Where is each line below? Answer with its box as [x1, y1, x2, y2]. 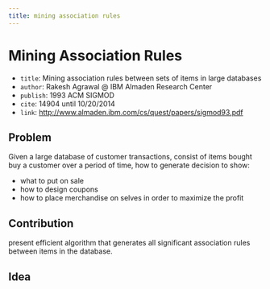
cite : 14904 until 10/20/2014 [19, 98, 115, 109]
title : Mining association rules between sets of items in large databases [19, 73, 262, 83]
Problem [8, 130, 52, 144]
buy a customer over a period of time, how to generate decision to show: [8, 160, 250, 170]
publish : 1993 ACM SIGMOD [19, 90, 115, 100]
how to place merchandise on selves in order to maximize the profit [19, 193, 244, 203]
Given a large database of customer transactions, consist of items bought [8, 152, 252, 162]
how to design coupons [19, 184, 98, 194]
